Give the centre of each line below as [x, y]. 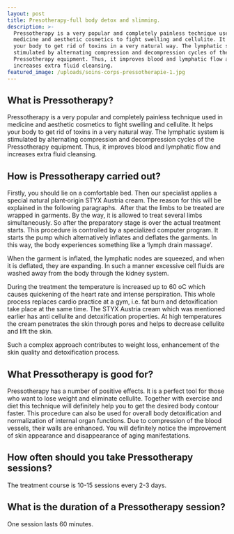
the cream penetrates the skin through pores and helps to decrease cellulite [116, 324]
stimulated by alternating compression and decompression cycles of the [111, 140]
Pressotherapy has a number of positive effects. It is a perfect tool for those [116, 391]
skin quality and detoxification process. [63, 353]
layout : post [26, 14]
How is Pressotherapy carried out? [84, 176]
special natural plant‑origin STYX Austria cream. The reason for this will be [114, 200]
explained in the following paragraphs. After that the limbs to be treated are [116, 208]
